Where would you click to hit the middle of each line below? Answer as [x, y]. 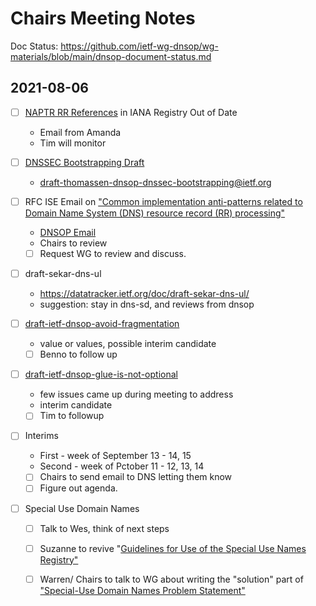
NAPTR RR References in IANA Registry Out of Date [131, 112]
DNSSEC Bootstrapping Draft [84, 162]
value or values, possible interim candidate [128, 344]
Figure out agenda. [78, 488]
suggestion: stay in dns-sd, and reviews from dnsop [147, 304]
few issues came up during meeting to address [136, 394]
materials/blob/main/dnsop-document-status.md [111, 56]
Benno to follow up [78, 354]
